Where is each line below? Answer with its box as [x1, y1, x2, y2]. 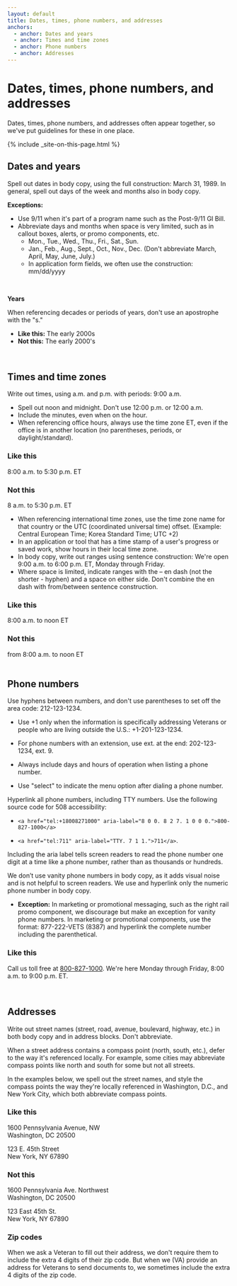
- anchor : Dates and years [13, 30, 93, 38]
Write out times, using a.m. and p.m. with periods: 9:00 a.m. [7, 390, 182, 398]
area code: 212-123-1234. [7, 704, 83, 713]
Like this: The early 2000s [17, 329, 96, 338]
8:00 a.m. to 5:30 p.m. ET [7, 467, 82, 476]
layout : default [7, 10, 55, 18]
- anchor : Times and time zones [13, 37, 110, 44]
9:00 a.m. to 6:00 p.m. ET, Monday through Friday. [17, 560, 166, 568]
